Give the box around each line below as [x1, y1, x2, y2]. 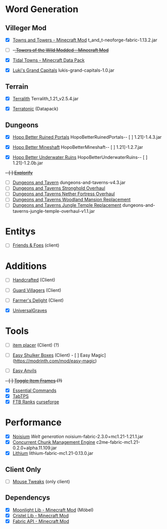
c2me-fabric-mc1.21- [96, 439, 140, 445]
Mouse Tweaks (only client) [12, 478, 70, 485]
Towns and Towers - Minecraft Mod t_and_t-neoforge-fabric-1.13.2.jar [12, 37, 157, 43]
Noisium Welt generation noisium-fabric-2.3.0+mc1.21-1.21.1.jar [12, 433, 144, 439]
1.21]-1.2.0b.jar [12, 160, 43, 166]
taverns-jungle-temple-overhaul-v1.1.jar [12, 208, 95, 214]
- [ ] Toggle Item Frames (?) [5, 377, 63, 384]
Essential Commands [12, 387, 57, 393]
